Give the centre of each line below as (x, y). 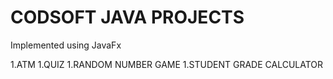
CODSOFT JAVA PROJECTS (127, 17)
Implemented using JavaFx (66, 45)
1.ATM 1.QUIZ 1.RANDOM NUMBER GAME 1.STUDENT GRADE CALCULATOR (167, 64)
